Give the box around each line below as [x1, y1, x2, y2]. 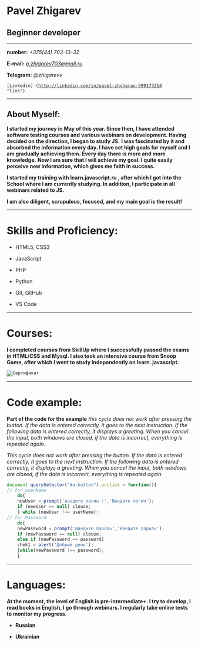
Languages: [6, 578, 66, 592]
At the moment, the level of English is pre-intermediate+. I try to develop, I [6, 597, 191, 604]
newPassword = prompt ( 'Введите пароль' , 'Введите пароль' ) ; [17, 526, 165, 531]
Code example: [6, 395, 82, 409]
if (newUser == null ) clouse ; [17, 504, 92, 510]
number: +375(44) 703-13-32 [6, 49, 80, 55]
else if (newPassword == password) [17, 537, 105, 543]
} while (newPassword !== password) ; [17, 547, 105, 554]
